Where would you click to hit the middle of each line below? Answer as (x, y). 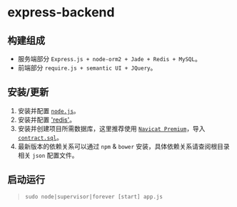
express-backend (61, 12)
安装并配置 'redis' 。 (47, 120)
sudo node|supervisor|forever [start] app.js (94, 196)
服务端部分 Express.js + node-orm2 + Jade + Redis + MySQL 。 (109, 59)
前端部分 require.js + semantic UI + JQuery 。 (87, 68)
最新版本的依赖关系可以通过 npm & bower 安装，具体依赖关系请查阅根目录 (123, 146)
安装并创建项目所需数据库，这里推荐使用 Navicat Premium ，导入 (111, 128)
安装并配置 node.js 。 (49, 110)
